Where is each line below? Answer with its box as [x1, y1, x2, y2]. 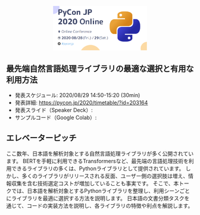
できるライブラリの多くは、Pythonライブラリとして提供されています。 [11, 164, 185, 172]
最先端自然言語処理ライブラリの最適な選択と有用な [6, 63, 194, 74]
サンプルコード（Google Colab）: [14, 114, 97, 121]
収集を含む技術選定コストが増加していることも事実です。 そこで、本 [11, 179, 179, 187]
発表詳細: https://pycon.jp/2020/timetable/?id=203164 [14, 99, 148, 106]
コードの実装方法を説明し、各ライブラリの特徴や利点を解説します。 [26, 202, 193, 209]
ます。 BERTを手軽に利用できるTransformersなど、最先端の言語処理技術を [6, 157, 189, 164]
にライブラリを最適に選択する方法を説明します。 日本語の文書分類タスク [6, 194, 185, 202]
